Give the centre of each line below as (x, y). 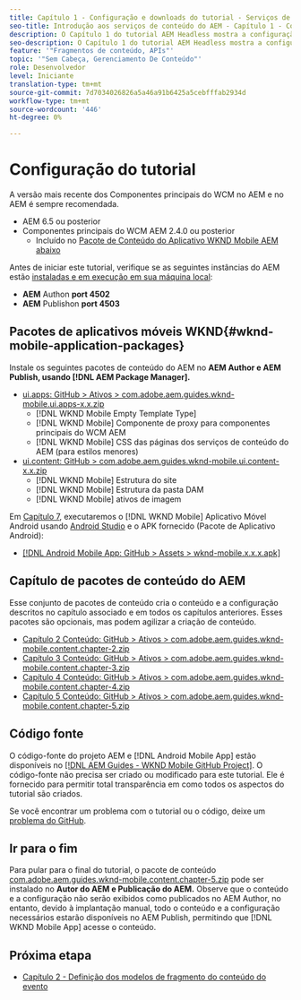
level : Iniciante (42, 76)
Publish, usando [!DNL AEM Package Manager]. (100, 376)
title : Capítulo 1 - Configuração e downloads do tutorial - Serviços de (150, 17)
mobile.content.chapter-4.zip (76, 686)
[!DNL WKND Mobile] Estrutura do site (106, 479)
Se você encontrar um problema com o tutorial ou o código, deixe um (138, 811)
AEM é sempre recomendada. (64, 204)
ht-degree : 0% (36, 117)
